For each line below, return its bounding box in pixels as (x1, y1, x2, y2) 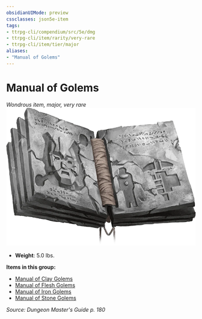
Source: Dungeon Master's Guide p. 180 (6, 306, 105, 314)
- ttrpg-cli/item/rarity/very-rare (6, 35, 96, 42)
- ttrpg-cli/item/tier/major (6, 42, 79, 48)
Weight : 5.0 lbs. (14, 252, 55, 259)
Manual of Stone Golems (14, 294, 76, 302)
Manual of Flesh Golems (14, 282, 76, 289)
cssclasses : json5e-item (6, 16, 69, 22)
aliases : (6, 48, 28, 54)
